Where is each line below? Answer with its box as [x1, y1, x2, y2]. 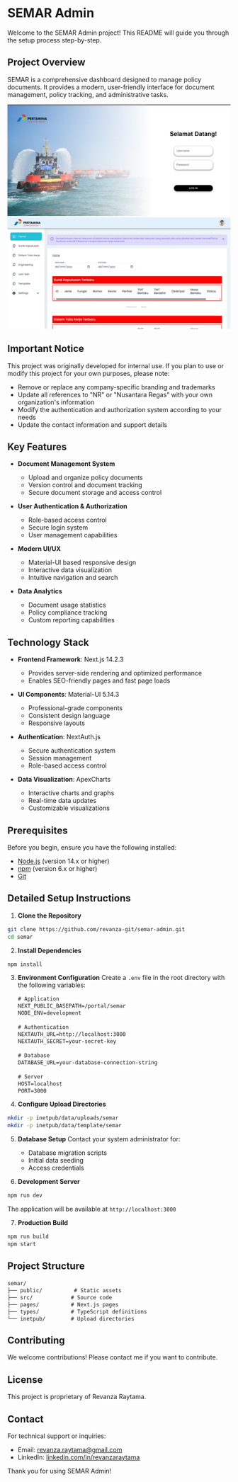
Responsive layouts [28, 719, 85, 727]
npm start [7, 1241, 37, 1248]
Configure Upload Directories [17, 1100, 106, 1109]
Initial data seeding [28, 1156, 84, 1165]
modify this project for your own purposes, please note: [7, 369, 170, 377]
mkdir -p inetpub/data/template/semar [7, 1122, 122, 1129]
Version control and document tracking [28, 481, 143, 489]
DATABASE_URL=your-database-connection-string [17, 1059, 158, 1066]
